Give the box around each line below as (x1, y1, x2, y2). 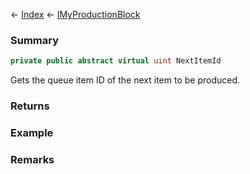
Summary (10, 33, 60, 47)
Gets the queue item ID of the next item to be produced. (10, 74, 241, 86)
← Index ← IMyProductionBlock (10, 9, 141, 20)
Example (10, 126, 54, 140)
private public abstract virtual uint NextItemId (10, 56, 222, 66)
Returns (10, 99, 50, 113)
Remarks (10, 152, 55, 166)
